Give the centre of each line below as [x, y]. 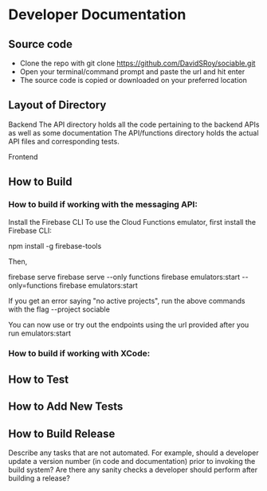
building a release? [39, 478]
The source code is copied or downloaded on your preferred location [133, 80]
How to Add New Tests [66, 407]
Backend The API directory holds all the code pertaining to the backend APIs [134, 124]
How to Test [39, 379]
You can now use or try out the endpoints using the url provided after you [129, 324]
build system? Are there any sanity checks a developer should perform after [133, 470]
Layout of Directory [57, 105]
